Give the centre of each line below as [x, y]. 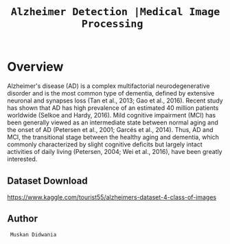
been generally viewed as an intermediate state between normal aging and [113, 122]
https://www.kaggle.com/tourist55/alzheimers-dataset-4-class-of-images [112, 197]
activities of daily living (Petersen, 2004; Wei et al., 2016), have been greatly [115, 152]
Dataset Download [47, 180]
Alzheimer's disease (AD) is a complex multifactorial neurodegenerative [108, 86]
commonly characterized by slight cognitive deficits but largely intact [105, 144]
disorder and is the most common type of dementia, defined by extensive [111, 93]
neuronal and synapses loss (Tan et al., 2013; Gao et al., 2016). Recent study [115, 101]
